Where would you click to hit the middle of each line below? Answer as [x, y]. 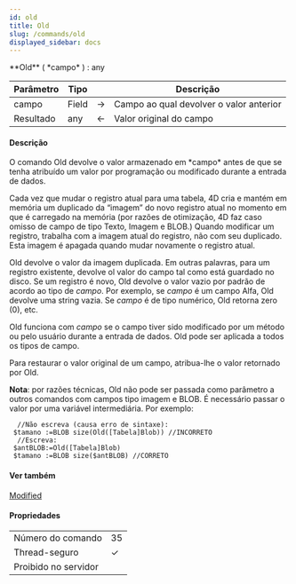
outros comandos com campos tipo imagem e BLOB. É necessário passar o [147, 399]
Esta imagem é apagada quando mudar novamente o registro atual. [132, 246]
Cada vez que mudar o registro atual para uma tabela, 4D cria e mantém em [148, 198]
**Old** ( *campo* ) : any [57, 67]
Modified [26, 495]
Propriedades [35, 516]
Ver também [32, 476]
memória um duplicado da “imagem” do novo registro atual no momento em [148, 208]
